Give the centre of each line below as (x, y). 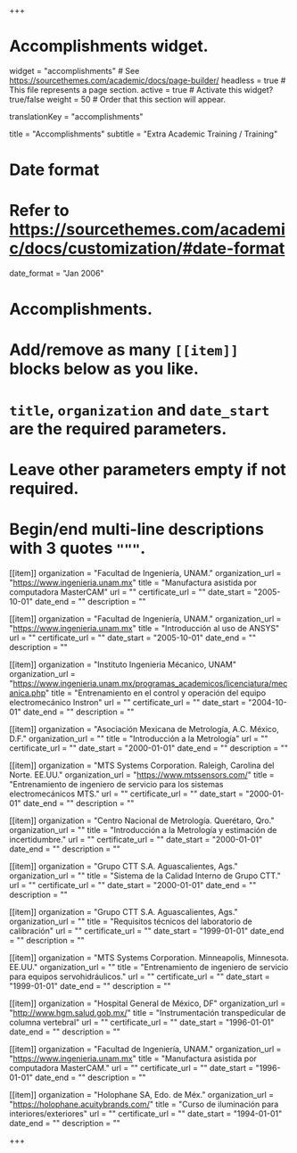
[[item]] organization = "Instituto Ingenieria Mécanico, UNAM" (123, 664)
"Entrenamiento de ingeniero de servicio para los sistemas (116, 784)
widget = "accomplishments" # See (74, 70)
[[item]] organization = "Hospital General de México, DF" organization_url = (148, 1003)
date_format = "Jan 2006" (57, 274)
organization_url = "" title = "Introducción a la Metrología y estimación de (143, 829)
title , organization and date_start (140, 410)
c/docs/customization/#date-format (147, 248)
